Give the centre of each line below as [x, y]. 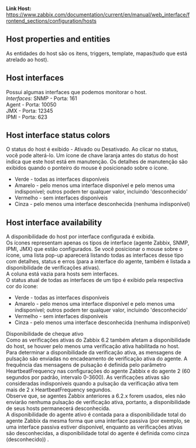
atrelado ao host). [27, 59]
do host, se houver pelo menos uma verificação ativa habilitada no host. [93, 346]
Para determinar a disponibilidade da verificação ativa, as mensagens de [94, 353]
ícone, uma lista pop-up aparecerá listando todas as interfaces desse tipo [95, 255]
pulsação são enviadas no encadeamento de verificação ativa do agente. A [97, 359]
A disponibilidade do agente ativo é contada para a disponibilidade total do [96, 415]
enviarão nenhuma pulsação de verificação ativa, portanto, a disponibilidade [98, 402]
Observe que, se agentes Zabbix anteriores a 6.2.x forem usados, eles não [96, 396]
